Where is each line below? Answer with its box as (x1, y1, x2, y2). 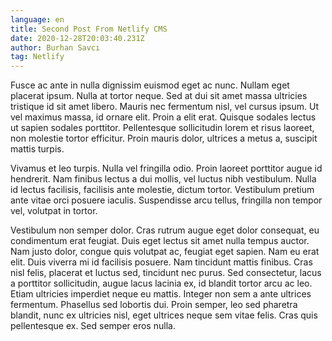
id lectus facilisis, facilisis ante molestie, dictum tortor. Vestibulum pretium (10, 184, 315, 196)
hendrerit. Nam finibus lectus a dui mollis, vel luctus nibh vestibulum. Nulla (10, 173, 317, 185)
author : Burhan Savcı (10, 42, 101, 53)
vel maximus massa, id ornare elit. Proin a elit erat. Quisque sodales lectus (10, 111, 317, 123)
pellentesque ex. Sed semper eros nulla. (10, 320, 176, 332)
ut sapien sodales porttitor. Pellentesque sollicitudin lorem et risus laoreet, (10, 122, 315, 134)
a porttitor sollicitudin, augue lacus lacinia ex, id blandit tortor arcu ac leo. (10, 277, 313, 290)
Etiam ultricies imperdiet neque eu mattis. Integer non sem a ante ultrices (10, 288, 312, 300)
